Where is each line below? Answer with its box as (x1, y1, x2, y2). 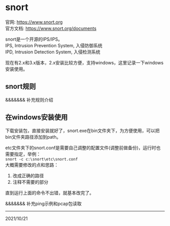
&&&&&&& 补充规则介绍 (5, 96, 54, 103)
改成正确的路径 (12, 172, 44, 179)
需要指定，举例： (5, 151, 41, 157)
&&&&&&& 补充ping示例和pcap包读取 (5, 200, 82, 207)
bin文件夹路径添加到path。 (5, 134, 61, 140)
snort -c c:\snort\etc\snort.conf (5, 156, 78, 162)
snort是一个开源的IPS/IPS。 (5, 36, 63, 42)
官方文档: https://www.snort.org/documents (5, 25, 97, 31)
